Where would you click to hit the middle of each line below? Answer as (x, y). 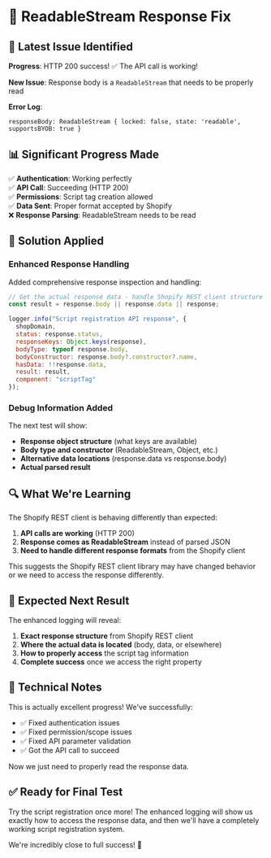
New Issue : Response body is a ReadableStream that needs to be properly (131, 82)
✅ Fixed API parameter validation (75, 741)
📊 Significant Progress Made (84, 155)
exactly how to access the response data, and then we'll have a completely (134, 820)
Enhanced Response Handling (69, 264)
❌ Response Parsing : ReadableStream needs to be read (102, 215)
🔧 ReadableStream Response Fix (120, 17)
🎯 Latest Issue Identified (71, 47)
